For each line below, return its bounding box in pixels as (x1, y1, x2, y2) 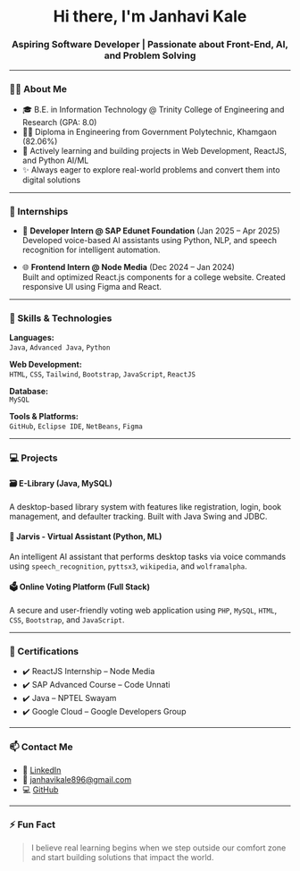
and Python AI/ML (21, 155, 89, 165)
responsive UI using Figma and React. (21, 282, 162, 292)
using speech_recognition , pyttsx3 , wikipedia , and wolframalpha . (9, 561, 247, 571)
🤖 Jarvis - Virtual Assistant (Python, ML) (9, 531, 162, 542)
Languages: (9, 333, 55, 343)
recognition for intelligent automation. (21, 244, 161, 256)
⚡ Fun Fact (9, 818, 56, 831)
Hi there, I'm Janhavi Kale (53, 6, 247, 27)
